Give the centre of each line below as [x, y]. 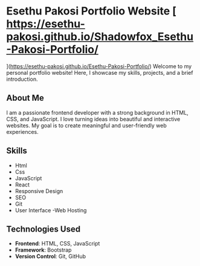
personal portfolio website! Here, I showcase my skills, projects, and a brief [100, 72]
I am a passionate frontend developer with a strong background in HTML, [97, 112]
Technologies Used [43, 229]
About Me [25, 98]
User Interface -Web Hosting [51, 210]
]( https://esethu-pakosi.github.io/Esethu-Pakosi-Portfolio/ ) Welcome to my [99, 66]
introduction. [22, 79]
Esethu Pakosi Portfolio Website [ [92, 11]
